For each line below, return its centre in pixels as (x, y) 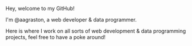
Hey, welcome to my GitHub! (40, 8)
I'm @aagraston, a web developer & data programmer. (71, 20)
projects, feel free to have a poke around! (56, 37)
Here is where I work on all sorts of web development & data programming (96, 31)
